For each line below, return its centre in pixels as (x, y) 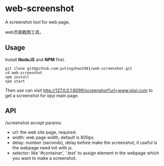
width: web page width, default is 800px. (53, 137)
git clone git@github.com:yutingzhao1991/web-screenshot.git (69, 68)
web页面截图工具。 (24, 32)
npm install (17, 77)
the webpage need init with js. (43, 147)
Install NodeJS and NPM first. (35, 60)
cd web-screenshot (24, 73)
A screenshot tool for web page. (37, 22)
